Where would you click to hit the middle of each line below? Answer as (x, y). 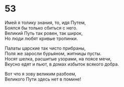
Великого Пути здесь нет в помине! (43, 79)
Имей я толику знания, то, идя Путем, (45, 22)
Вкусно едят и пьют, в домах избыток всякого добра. (62, 64)
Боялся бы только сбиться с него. (41, 27)
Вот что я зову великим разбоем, (40, 73)
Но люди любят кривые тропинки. (41, 38)
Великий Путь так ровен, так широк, (44, 33)
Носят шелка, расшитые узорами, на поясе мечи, (58, 58)
